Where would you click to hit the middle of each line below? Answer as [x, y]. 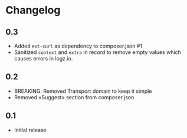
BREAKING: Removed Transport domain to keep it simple [83, 91]
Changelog [33, 10]
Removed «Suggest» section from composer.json [74, 97]
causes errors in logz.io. [43, 58]
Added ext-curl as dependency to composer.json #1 [78, 46]
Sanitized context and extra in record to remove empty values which [97, 52]
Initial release [30, 130]
